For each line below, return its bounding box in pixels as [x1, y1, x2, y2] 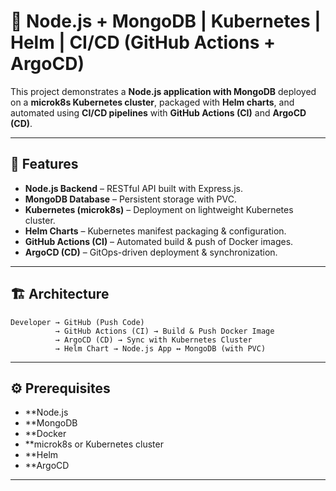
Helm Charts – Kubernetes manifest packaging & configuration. [24, 225, 287, 237]
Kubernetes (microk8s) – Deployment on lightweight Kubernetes [24, 203, 294, 215]
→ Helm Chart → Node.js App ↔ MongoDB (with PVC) [54, 343, 267, 354]
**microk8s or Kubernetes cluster [24, 438, 164, 450]
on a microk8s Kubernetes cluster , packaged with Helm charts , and [10, 96, 295, 108]
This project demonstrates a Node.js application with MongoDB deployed [10, 85, 317, 97]
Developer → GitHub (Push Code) [10, 317, 145, 327]
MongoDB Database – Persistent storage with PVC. [24, 193, 237, 205]
